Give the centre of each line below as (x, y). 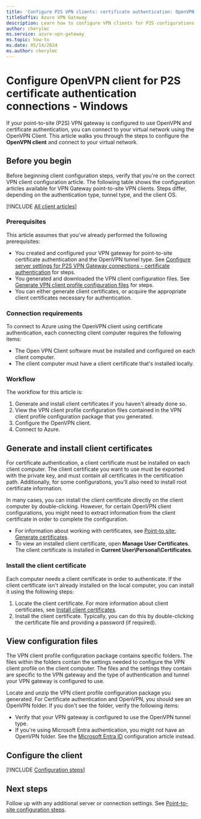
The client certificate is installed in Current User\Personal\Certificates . (104, 550)
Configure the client (44, 755)
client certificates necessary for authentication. (73, 298)
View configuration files (52, 641)
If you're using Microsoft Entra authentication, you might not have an (100, 730)
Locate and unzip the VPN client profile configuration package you (88, 693)
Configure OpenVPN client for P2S (94, 80)
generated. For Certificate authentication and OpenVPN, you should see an (99, 699)
